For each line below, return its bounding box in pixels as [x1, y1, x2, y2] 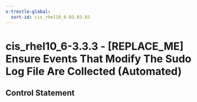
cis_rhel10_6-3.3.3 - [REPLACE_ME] [5, 40, 184, 53]
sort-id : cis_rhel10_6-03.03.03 [11, 14, 91, 20]
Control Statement [5, 88, 75, 98]
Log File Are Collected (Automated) [5, 64, 182, 78]
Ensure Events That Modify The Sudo [5, 52, 192, 65]
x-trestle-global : [5, 8, 51, 15]
